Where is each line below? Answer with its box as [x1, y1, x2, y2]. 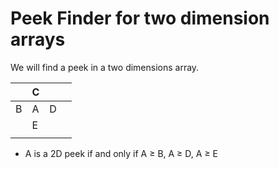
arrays [10, 28, 66, 51]
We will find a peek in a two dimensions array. [10, 61, 200, 73]
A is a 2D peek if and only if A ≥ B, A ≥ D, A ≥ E [24, 147, 218, 159]
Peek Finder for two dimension [10, 7, 270, 30]
